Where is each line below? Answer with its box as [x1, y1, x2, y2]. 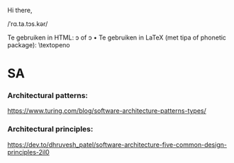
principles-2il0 [7, 147, 50, 156]
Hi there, [7, 6, 33, 14]
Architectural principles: [7, 124, 94, 134]
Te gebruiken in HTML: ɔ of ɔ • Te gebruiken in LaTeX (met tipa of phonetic [7, 33, 227, 42]
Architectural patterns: [7, 91, 89, 101]
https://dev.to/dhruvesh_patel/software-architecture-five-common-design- [7, 140, 227, 149]
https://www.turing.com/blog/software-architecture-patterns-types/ [7, 107, 207, 115]
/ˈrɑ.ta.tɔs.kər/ [7, 20, 48, 28]
